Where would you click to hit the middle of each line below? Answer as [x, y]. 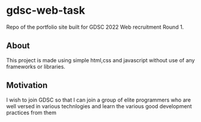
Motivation [27, 85]
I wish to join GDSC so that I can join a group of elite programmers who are [98, 100]
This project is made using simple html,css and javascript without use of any [100, 60]
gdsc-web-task [46, 10]
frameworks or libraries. [36, 66]
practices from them [31, 112]
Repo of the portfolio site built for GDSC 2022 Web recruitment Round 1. [95, 27]
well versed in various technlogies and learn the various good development [99, 106]
